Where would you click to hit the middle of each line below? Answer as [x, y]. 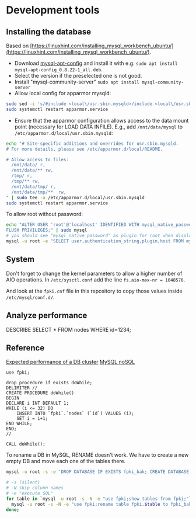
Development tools [53, 10]
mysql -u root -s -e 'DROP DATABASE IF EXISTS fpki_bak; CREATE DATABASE [98, 472]
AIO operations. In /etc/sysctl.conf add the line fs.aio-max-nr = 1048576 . [96, 279]
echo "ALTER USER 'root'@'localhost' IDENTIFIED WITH [73, 225]
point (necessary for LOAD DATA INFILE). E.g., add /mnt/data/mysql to [98, 127]
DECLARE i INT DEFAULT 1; [37, 404]
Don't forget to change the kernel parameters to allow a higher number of [94, 273]
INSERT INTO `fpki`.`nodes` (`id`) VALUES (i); [75, 413]
